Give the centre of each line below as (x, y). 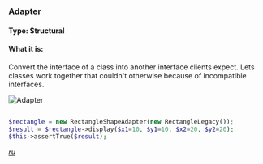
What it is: (26, 49)
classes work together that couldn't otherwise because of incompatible (128, 75)
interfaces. (26, 84)
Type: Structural (37, 31)
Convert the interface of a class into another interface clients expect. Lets (131, 67)
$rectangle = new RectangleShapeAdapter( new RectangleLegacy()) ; (121, 122)
